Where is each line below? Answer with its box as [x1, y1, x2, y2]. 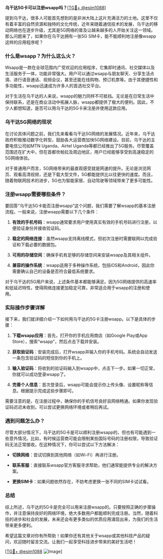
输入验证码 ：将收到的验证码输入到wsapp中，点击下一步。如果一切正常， [12, 366, 158, 371]
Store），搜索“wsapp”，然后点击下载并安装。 [12, 339, 102, 345]
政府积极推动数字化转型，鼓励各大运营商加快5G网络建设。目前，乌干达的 [5, 137, 151, 142]
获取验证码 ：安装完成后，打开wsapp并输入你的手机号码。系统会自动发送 [12, 349, 158, 355]
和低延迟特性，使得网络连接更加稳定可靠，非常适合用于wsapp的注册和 [5, 284, 146, 291]
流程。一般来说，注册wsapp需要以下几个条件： [5, 209, 99, 214]
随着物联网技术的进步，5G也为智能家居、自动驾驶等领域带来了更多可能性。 [5, 177, 155, 183]
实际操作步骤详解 [5, 304, 45, 311]
